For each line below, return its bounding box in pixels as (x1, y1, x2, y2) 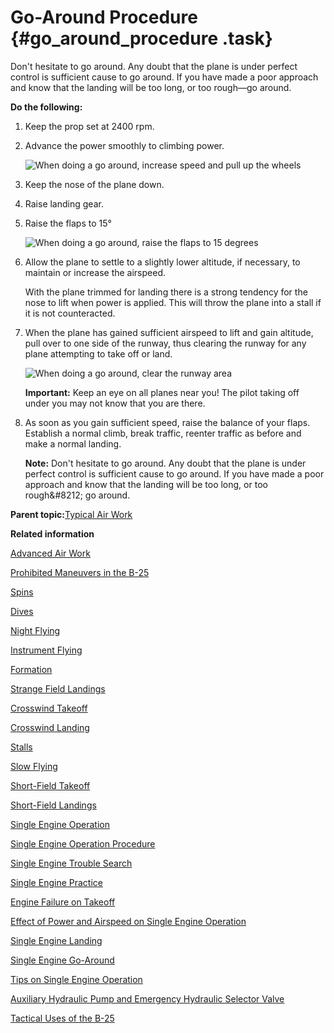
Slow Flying (10, 760, 58, 772)
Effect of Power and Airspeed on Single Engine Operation (10, 915, 247, 927)
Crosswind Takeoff (10, 702, 88, 714)
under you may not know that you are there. (24, 397, 206, 409)
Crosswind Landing (10, 721, 90, 733)
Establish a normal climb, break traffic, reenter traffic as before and (24, 427, 302, 439)
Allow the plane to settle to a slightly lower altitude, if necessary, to (24, 256, 301, 268)
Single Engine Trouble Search (10, 857, 133, 869)
